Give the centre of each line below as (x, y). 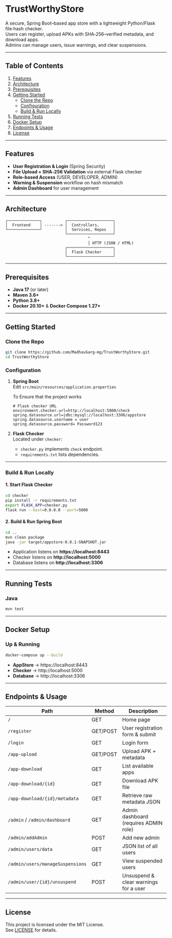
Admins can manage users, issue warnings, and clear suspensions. (76, 45)
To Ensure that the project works (47, 396)
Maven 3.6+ (26, 295)
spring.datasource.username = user (51, 419)
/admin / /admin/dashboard (39, 820)
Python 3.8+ (26, 300)
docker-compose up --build (34, 655)
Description (143, 711)
